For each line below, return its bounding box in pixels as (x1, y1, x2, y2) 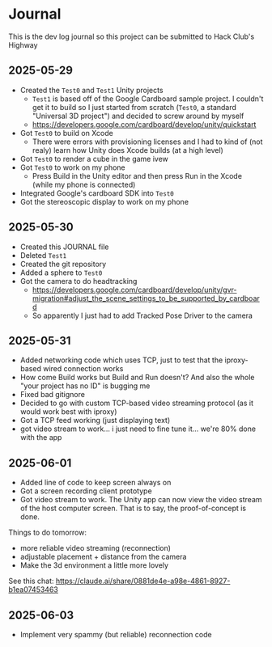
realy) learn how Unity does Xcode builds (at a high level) (32, 145, 224, 154)
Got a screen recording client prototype (19, 486, 152, 496)
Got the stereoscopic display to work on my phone (19, 197, 189, 206)
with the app (19, 433, 62, 442)
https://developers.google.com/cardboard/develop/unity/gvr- (32, 285, 237, 294)
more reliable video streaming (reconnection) (19, 543, 172, 553)
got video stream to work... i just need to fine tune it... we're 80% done (19, 424, 257, 433)
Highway (8, 40, 38, 49)
